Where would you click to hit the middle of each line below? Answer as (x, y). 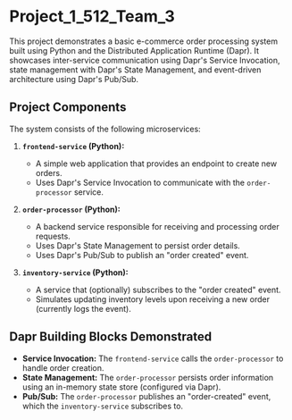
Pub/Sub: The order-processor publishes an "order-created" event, (146, 396)
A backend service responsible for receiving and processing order (157, 226)
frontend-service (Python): (73, 146)
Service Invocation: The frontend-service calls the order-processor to (153, 358)
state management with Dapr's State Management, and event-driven (135, 70)
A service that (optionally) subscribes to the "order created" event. (158, 290)
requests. (53, 236)
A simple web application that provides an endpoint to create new (156, 164)
